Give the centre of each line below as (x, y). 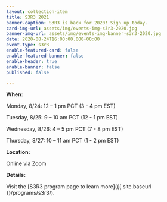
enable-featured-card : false (42, 50)
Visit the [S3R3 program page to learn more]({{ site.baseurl (79, 187)
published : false (28, 72)
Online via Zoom (26, 163)
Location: (18, 152)
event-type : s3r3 (28, 45)
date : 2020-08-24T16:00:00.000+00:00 (53, 39)
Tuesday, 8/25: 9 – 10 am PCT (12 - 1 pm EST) (62, 118)
